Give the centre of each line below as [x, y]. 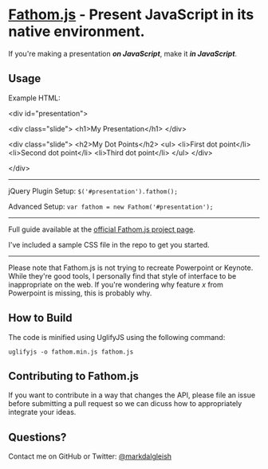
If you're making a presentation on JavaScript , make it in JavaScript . [123, 53]
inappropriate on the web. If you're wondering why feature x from [116, 284]
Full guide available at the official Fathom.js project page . [102, 229]
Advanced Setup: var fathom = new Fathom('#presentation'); [111, 206]
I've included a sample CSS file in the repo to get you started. [109, 244]
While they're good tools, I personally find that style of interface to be [122, 276]
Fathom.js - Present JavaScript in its [131, 15]
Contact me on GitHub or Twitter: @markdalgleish [90, 456]
